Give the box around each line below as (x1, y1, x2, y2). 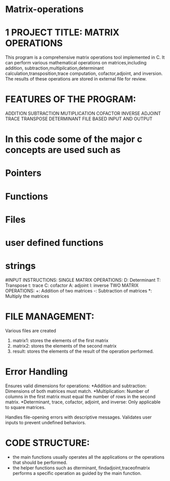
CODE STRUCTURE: (5, 437, 90, 449)
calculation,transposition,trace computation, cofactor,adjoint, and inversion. (5, 70, 163, 77)
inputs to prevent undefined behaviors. (5, 419, 86, 425)
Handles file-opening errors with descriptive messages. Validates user (5, 414, 152, 420)
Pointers (5, 167, 41, 179)
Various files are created (5, 327, 57, 334)
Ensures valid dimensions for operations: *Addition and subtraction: (5, 383, 147, 389)
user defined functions (5, 237, 104, 248)
